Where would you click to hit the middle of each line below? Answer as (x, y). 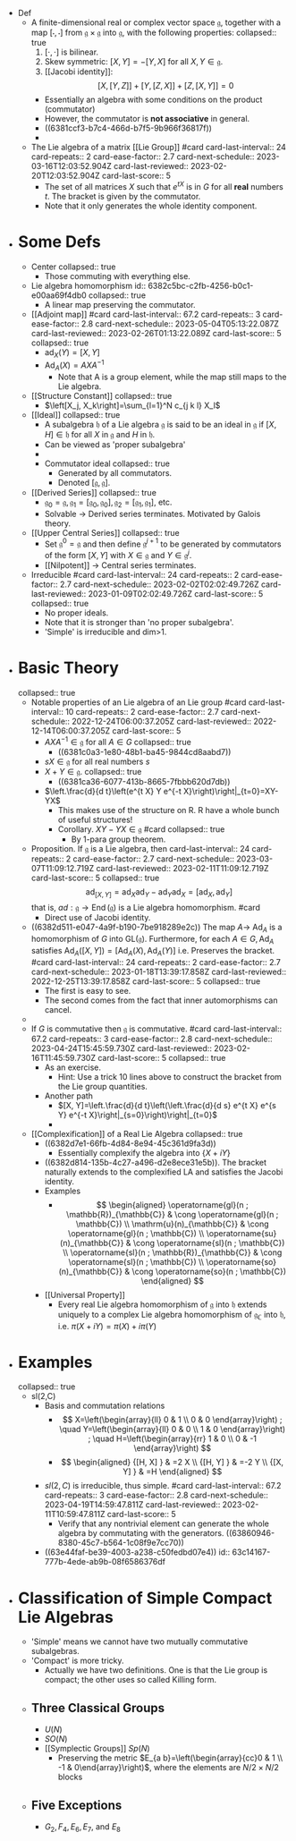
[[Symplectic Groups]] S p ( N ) (97, 1749)
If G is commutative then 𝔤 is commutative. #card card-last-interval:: (156, 1029)
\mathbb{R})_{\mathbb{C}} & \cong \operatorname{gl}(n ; (172, 1214)
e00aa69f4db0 (59, 295)
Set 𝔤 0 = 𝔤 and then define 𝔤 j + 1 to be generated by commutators (163, 543)
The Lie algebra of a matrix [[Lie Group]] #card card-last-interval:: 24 (158, 147)
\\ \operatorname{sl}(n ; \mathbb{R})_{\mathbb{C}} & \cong (172, 1252)
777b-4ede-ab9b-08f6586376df (105, 1562)
